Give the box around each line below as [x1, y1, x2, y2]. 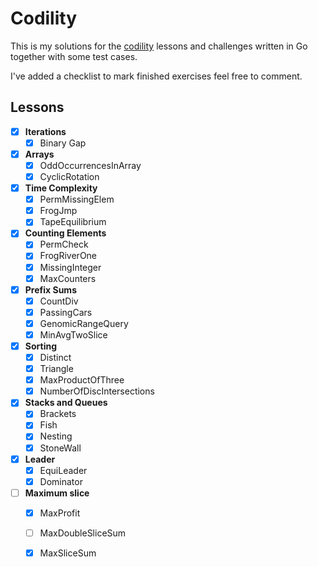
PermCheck [39, 238, 89, 251]
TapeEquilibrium [39, 216, 107, 228]
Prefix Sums [24, 283, 77, 296]
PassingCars [39, 306, 93, 318]
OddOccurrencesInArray [39, 159, 142, 171]
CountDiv [39, 295, 79, 307]
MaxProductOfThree [39, 374, 125, 386]
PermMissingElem [39, 193, 115, 206]
